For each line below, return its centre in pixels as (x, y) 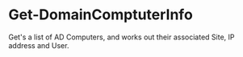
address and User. (39, 45)
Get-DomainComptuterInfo (101, 15)
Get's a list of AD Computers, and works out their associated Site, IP (121, 37)
